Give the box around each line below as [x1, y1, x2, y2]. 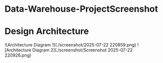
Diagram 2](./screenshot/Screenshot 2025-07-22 [32, 47, 133, 53]
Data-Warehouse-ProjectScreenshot [4, 3, 159, 15]
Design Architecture [4, 26, 89, 37]
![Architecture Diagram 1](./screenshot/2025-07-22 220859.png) [4, 42, 136, 48]
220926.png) [4, 52, 32, 58]
